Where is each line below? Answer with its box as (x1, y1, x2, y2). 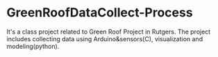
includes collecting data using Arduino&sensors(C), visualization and (6, 34, 203, 43)
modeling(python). (6, 42, 60, 50)
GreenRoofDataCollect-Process (6, 5, 193, 21)
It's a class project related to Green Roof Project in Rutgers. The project (6, 27, 211, 36)
